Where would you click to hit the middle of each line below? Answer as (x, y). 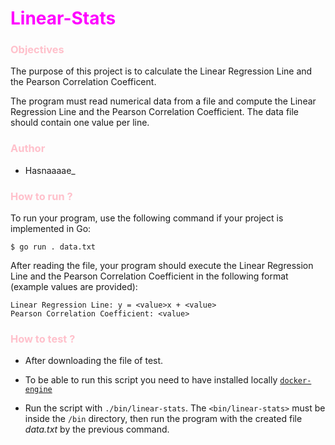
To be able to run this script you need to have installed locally (151, 380)
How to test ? (43, 339)
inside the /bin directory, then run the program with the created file (163, 419)
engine (38, 390)
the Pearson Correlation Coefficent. (83, 82)
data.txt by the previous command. (97, 429)
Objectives (37, 50)
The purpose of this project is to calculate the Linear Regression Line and (161, 71)
